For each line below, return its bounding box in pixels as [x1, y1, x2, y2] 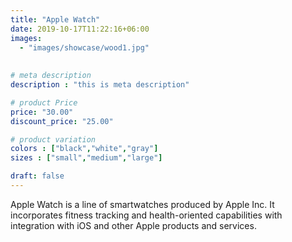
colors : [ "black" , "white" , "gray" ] [10, 144, 159, 154]
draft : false [10, 171, 65, 181]
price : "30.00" [10, 107, 74, 117]
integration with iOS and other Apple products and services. [10, 219, 257, 231]
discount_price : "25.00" [10, 116, 114, 126]
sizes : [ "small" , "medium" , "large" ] [10, 153, 163, 163]
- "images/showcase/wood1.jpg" [19, 42, 150, 53]
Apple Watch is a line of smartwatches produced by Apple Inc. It [10, 198, 275, 210]
